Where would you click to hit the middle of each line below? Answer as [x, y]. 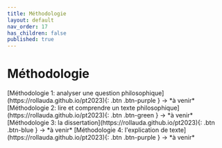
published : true [31, 40]
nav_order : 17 [28, 26]
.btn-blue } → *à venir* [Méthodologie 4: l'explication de [88, 130]
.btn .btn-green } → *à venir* [152, 115]
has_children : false [37, 33]
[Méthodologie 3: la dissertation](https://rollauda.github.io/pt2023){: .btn [111, 123]
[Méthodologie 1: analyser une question [63, 93]
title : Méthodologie [37, 14]
